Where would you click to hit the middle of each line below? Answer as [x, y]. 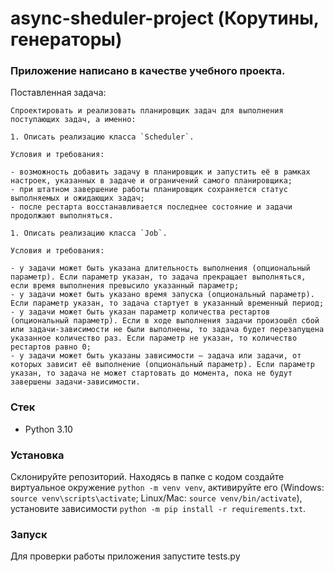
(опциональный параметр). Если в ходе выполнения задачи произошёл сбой [165, 321]
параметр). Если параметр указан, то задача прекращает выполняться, [158, 277]
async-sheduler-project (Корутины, [165, 18]
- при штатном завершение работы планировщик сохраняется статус [149, 190]
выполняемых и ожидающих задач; [77, 198]
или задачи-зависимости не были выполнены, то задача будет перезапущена [167, 330]
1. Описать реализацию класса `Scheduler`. [102, 137]
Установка [37, 455]
